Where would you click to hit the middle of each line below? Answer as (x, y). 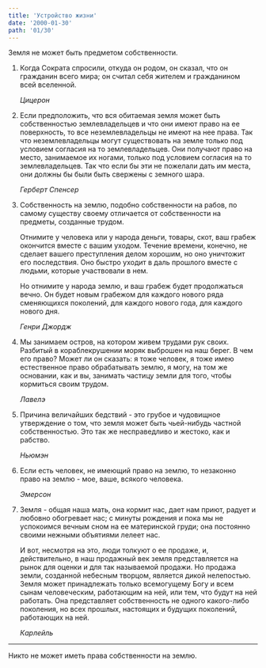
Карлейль (36, 633)
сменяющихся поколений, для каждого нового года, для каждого (131, 303)
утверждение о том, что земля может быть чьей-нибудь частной (130, 423)
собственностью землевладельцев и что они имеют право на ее (129, 124)
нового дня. (40, 311)
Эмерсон (35, 495)
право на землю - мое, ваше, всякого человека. (101, 479)
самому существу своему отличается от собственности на (120, 214)
